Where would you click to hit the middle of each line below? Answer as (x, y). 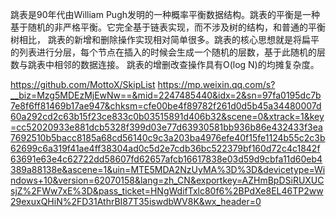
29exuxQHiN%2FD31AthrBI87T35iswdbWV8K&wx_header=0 (136, 201)
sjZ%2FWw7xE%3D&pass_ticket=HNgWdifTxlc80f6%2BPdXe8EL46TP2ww (167, 191)
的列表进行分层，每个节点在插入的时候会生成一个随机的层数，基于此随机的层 (168, 52)
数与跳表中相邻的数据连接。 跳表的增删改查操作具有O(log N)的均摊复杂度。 (165, 64)
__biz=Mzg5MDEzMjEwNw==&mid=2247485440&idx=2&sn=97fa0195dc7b (166, 95)
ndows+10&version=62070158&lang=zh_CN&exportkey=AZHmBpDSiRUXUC (167, 180)
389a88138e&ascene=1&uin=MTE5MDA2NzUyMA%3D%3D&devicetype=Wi (168, 169)
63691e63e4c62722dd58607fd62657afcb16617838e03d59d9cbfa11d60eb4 (166, 159)
